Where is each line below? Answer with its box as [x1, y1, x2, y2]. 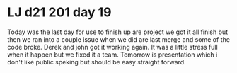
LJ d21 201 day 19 [7, 4, 112, 21]
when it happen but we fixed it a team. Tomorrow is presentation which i [7, 50, 218, 59]
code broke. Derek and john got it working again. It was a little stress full [7, 43, 218, 51]
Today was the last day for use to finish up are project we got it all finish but [7, 28, 229, 36]
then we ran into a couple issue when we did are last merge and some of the [7, 35, 230, 43]
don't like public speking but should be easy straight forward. [7, 57, 186, 66]
